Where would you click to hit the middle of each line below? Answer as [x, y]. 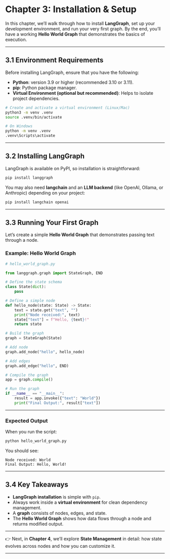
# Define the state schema [34, 282]
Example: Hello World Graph [40, 253]
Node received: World [28, 460]
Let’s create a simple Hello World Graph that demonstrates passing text [80, 235]
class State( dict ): [26, 287]
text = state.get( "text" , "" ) [46, 310]
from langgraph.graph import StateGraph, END [54, 273]
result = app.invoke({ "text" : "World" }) [57, 398]
